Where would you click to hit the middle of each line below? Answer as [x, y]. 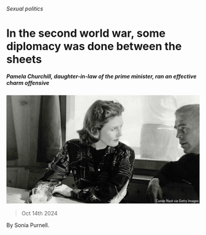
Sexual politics [25, 9]
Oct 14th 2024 [40, 214]
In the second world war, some [86, 33]
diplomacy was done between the [94, 46]
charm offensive [28, 83]
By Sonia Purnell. [28, 225]
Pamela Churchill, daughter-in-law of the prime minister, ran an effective [101, 76]
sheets [24, 59]
